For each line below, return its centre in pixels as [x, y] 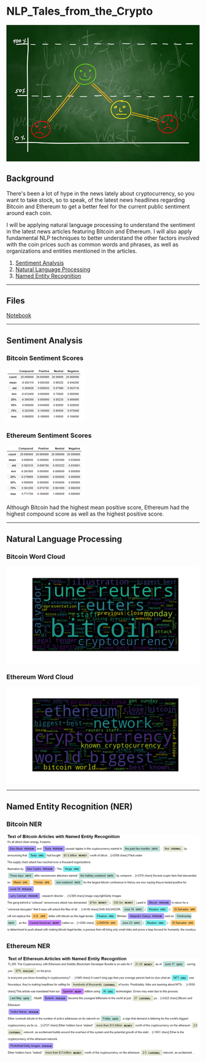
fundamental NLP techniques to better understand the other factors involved [103, 238]
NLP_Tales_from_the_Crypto [80, 11]
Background [30, 179]
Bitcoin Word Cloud [36, 556]
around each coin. [29, 213]
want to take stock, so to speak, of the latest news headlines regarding [96, 200]
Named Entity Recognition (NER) [70, 807]
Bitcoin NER [24, 824]
